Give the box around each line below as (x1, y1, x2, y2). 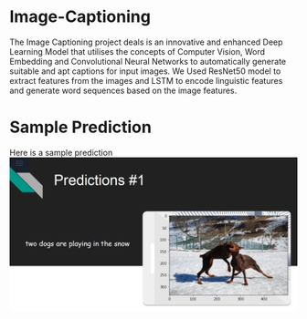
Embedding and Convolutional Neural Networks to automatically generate (9, 56, 287, 67)
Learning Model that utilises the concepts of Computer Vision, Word (9, 46, 266, 57)
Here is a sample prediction (9, 147, 113, 158)
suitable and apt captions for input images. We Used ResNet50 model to (9, 66, 281, 77)
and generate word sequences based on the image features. (9, 85, 238, 96)
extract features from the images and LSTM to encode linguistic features (9, 75, 283, 86)
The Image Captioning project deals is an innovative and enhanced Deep (9, 36, 283, 47)
